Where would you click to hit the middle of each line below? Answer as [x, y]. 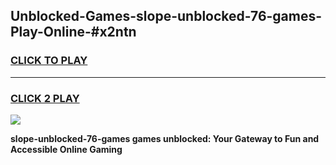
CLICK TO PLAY [49, 61]
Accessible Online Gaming [66, 149]
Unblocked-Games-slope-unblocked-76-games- [166, 16]
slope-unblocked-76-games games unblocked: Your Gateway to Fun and [165, 138]
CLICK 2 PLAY [45, 98]
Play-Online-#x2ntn [73, 32]
